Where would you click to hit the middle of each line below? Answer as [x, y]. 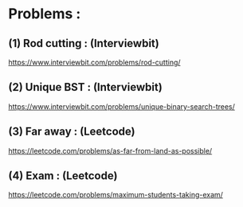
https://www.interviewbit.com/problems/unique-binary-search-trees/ [121, 106]
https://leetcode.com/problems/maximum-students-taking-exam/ [116, 195]
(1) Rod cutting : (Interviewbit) [84, 43]
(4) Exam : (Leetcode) [63, 176]
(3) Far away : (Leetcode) [72, 132]
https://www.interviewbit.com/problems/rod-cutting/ [94, 62]
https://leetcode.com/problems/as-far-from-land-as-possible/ [110, 150]
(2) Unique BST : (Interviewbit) [86, 87]
